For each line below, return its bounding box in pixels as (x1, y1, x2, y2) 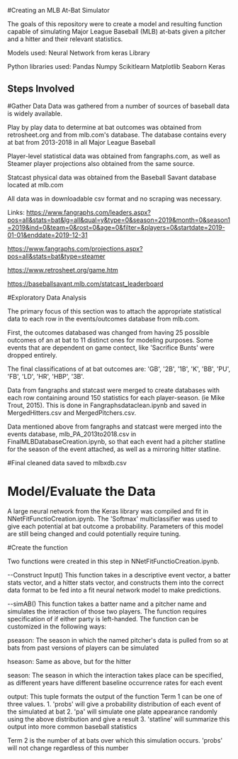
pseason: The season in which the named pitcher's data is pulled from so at (7, 636, 229, 644)
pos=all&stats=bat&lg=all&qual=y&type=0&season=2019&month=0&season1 (7, 216, 230, 224)
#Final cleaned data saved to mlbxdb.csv (7, 458, 127, 467)
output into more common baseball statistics (7, 722, 137, 731)
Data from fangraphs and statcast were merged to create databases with (7, 386, 220, 394)
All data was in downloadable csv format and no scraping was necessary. (7, 194, 222, 203)
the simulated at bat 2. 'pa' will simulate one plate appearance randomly (7, 707, 217, 716)
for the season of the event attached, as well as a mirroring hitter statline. (7, 445, 221, 453)
